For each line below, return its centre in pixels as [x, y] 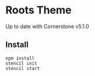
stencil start [23, 68]
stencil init [21, 63]
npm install [20, 58]
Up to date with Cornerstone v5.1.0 [47, 26]
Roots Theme [38, 10]
